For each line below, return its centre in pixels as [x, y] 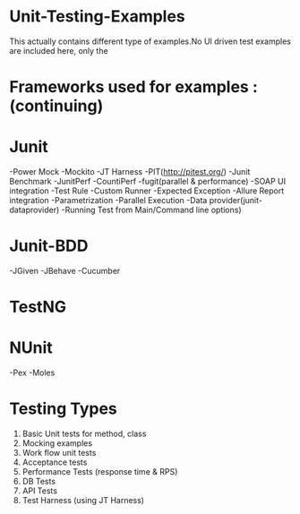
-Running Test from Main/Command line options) [151, 210]
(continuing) [56, 106]
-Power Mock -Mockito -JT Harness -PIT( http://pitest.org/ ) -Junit [130, 172]
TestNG [38, 307]
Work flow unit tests [59, 453]
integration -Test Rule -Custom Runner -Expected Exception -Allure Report [147, 191]
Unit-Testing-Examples [97, 17]
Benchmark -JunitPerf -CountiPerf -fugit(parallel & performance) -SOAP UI [148, 182]
